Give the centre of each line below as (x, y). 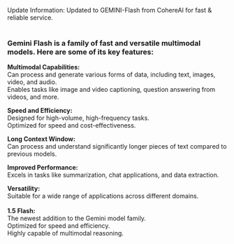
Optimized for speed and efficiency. (59, 226)
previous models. (32, 154)
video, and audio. (32, 82)
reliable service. (30, 18)
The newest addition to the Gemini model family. (77, 218)
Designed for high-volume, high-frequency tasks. (79, 118)
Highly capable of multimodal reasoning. (66, 233)
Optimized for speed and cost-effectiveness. (72, 126)
